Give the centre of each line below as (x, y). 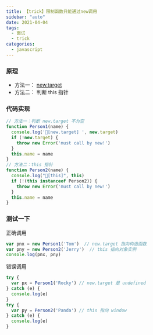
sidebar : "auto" (26, 17)
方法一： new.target (38, 85)
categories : (20, 44)
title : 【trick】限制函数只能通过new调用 (52, 11)
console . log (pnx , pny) (33, 255)
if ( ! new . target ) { (35, 137)
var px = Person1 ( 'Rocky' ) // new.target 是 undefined (79, 283)
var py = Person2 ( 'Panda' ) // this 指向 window (69, 310)
